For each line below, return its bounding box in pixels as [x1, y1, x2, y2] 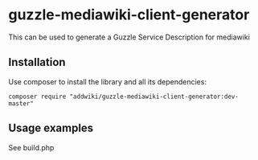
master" [8, 99, 35, 108]
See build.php [8, 142, 55, 152]
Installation [8, 55, 66, 69]
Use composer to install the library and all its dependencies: [8, 76, 207, 86]
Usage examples [8, 121, 94, 135]
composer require [8, 92, 67, 101]
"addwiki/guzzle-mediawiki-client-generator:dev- [69, 92, 240, 101]
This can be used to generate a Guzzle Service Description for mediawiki [8, 32, 251, 42]
